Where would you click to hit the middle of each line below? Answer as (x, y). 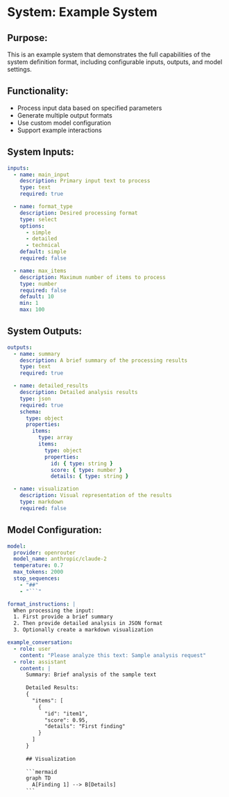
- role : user (32, 649)
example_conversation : (40, 642)
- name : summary (37, 354)
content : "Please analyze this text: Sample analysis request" (113, 655)
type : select (39, 219)
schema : (31, 411)
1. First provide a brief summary (63, 617)
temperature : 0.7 (39, 566)
